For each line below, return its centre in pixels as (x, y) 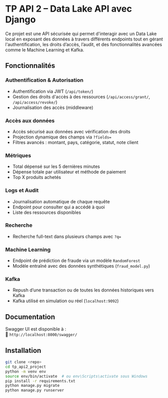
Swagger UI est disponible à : (36, 329)
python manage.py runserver (35, 390)
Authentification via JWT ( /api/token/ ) (53, 91)
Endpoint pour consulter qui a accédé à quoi (59, 207)
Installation (23, 350)
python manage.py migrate (32, 386)
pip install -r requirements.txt (40, 381)
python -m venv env (26, 371)
